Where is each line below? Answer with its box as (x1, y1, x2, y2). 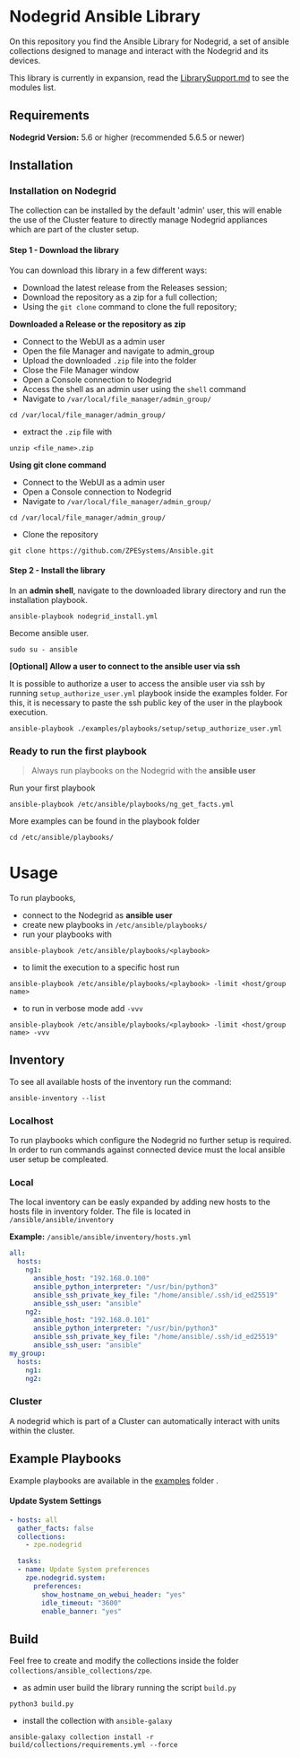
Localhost (9, 1115, 54, 1127)
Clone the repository (21, 529, 99, 539)
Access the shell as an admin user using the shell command (21, 383, 246, 394)
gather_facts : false (17, 1524, 94, 1533)
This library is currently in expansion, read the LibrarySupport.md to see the (9, 72, 289, 83)
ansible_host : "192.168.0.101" (32, 1316, 150, 1325)
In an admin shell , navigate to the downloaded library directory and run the (9, 585, 287, 596)
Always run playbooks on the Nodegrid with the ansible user (30, 765, 256, 776)
